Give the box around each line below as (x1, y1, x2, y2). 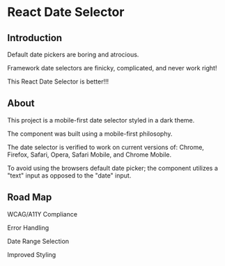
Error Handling (7, 224, 49, 232)
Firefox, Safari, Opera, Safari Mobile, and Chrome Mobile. (7, 150, 172, 159)
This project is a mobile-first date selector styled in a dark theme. (7, 116, 195, 124)
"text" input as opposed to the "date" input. (7, 171, 132, 180)
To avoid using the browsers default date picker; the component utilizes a (7, 164, 218, 172)
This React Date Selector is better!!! (7, 77, 109, 86)
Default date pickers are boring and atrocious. (7, 50, 139, 58)
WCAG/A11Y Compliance (7, 210, 78, 218)
